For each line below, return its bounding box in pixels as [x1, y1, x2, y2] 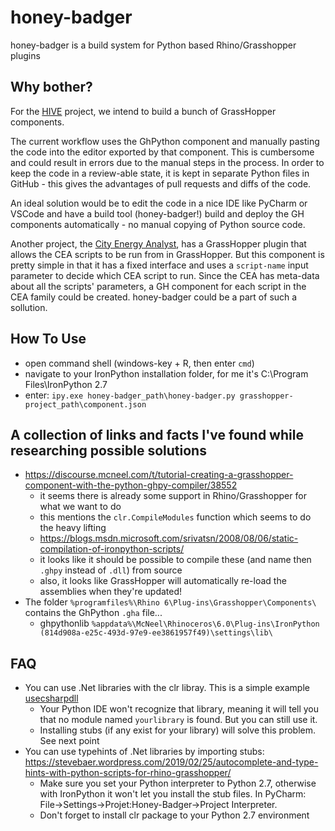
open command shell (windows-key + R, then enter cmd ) [24, 357, 255, 369]
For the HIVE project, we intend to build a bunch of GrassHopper [10, 105, 277, 117]
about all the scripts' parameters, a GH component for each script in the [10, 280, 307, 292]
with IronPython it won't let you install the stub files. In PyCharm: [39, 788, 307, 800]
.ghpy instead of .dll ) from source [39, 564, 183, 576]
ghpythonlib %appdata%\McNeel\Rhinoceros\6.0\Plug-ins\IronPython [39, 617, 320, 630]
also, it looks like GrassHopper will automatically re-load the [39, 575, 287, 587]
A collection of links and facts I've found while [10, 426, 304, 443]
